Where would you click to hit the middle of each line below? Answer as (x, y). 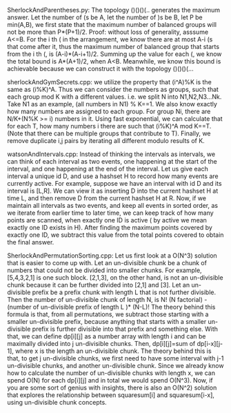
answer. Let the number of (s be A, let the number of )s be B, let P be (105, 17)
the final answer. (31, 242)
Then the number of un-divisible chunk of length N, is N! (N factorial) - (107, 299)
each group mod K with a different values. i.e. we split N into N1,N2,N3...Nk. (114, 97)
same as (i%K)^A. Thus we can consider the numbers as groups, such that (113, 89)
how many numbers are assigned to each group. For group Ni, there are (109, 111)
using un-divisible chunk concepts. (57, 402)
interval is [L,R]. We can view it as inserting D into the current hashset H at (113, 191)
